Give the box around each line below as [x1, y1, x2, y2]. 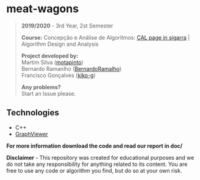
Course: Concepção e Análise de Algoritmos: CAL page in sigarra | [21, 34, 190, 41]
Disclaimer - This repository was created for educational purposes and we [6, 154, 195, 161]
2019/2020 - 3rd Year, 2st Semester [21, 22, 113, 29]
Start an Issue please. [21, 90, 76, 97]
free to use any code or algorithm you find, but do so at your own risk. [6, 167, 182, 174]
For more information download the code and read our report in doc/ [6, 142, 183, 149]
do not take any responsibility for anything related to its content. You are [6, 160, 188, 168]
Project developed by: [21, 52, 79, 59]
